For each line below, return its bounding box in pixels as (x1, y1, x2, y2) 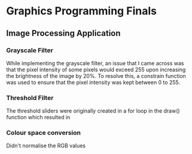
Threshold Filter (6, 93, 54, 102)
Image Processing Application (6, 28, 121, 38)
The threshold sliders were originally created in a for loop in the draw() (6, 107, 181, 114)
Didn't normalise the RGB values (6, 142, 86, 149)
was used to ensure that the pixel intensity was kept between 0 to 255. (6, 78, 181, 86)
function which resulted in (6, 114, 71, 121)
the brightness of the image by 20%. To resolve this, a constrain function (6, 72, 187, 79)
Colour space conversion (6, 129, 81, 137)
